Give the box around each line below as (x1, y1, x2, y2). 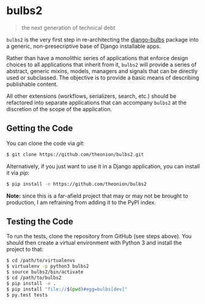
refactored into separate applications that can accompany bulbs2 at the (6, 99, 187, 106)
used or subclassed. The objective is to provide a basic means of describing (6, 74, 199, 81)
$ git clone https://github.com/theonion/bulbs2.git (6, 151, 144, 157)
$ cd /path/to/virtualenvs (6, 257, 75, 264)
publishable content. (6, 80, 58, 88)
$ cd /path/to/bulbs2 (6, 275, 62, 281)
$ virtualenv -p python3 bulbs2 (6, 263, 89, 270)
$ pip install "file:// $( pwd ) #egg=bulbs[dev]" (6, 286, 128, 292)
